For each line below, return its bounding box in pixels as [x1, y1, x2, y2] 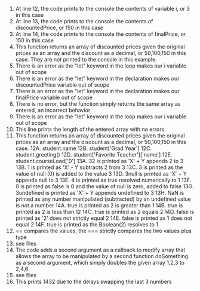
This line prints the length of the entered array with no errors [15, 125, 165, 133]
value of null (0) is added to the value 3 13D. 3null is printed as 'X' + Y [15, 170, 187, 177]
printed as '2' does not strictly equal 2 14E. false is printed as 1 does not [15, 215, 193, 222]
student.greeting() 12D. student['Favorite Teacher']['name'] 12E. [15, 151, 173, 158]
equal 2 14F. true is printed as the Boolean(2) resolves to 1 [15, 221, 159, 228]
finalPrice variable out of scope [15, 94, 93, 101]
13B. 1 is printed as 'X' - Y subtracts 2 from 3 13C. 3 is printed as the [15, 164, 183, 171]
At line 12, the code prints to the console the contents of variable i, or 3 [15, 5, 190, 12]
